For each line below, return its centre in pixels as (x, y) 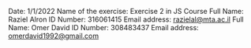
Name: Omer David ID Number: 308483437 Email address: (103, 27)
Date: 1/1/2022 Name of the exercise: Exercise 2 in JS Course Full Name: (126, 11)
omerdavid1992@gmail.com (54, 36)
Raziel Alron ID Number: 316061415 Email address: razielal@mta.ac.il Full (126, 19)
